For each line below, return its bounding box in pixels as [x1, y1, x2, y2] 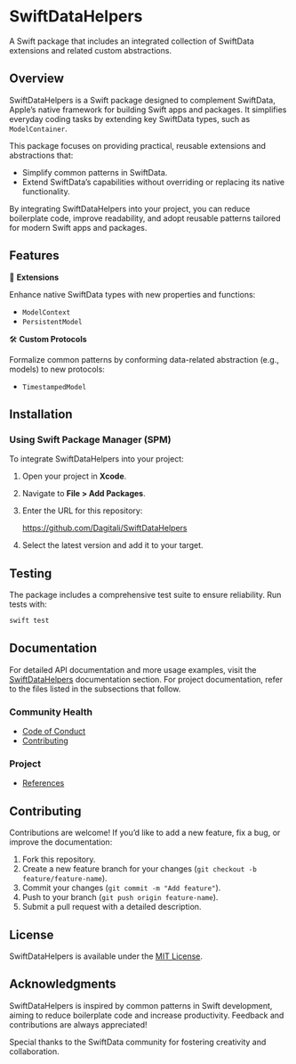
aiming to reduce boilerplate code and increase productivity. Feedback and [9, 1010, 284, 1020]
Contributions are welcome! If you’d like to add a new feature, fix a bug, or [9, 827, 281, 839]
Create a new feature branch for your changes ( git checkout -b [21, 863, 258, 874]
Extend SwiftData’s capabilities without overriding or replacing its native [21, 176, 285, 187]
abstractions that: [9, 150, 74, 160]
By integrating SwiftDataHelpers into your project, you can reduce [9, 203, 251, 214]
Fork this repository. [21, 854, 96, 865]
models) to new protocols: [9, 364, 105, 374]
